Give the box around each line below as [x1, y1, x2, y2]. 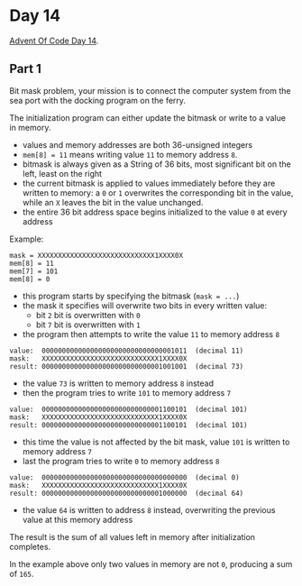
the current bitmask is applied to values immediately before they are [22, 178, 276, 188]
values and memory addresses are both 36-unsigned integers [22, 139, 253, 150]
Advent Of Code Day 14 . [9, 35, 99, 46]
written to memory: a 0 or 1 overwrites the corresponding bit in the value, [22, 187, 294, 198]
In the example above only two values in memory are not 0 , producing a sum [9, 558, 293, 569]
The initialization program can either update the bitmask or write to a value [9, 112, 287, 123]
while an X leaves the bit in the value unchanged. [22, 197, 204, 207]
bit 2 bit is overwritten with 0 [35, 309, 142, 320]
